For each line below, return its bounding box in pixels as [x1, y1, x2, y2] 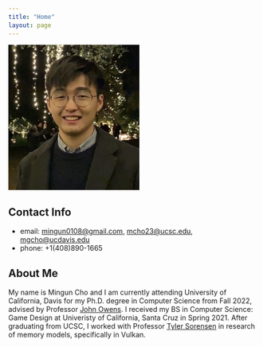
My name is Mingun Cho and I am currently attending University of [8, 287, 227, 298]
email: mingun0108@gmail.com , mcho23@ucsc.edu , [19, 227, 194, 236]
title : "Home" [8, 13, 56, 21]
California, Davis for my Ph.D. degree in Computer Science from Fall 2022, [8, 296, 253, 306]
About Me [8, 267, 58, 280]
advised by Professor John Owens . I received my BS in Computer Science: [8, 305, 253, 314]
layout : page [8, 21, 52, 29]
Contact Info [8, 205, 72, 219]
